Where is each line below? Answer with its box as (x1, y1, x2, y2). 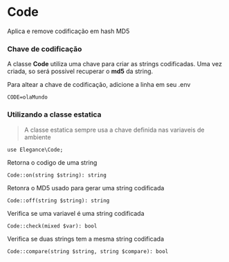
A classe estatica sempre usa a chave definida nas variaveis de (24, 125, 205, 134)
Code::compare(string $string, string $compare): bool (7, 248, 169, 255)
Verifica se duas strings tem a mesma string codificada (7, 234, 165, 243)
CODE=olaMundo (7, 94, 48, 101)
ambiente (24, 132, 51, 141)
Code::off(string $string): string (7, 197, 110, 204)
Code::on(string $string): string (7, 172, 107, 179)
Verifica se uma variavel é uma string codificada (7, 209, 145, 217)
